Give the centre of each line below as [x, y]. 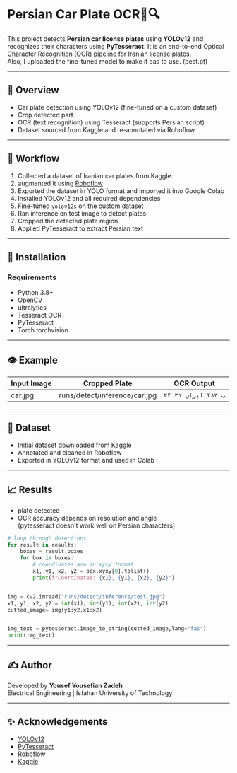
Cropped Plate [108, 383]
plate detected [38, 510]
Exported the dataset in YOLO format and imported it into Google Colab [121, 191]
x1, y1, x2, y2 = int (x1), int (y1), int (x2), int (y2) [88, 603]
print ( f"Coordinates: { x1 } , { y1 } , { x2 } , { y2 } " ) [104, 578]
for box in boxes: [47, 558]
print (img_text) [31, 635]
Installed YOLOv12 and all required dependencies [89, 198]
